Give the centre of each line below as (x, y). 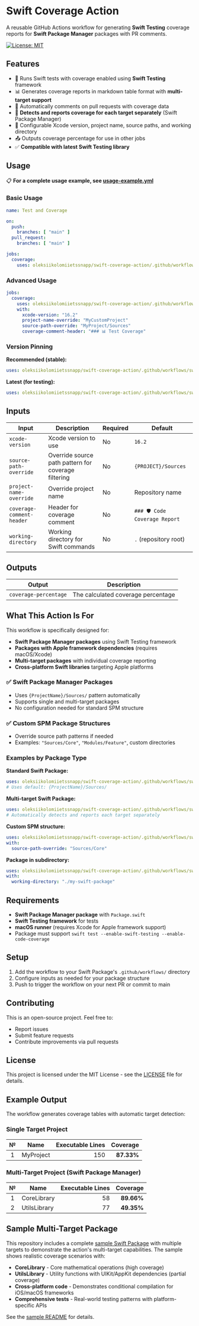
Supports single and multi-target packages (67, 701)
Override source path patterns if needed (64, 736)
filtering (59, 477)
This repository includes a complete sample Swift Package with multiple (94, 1243)
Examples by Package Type (46, 758)
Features (23, 64)
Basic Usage (25, 198)
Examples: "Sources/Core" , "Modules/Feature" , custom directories (95, 742)
